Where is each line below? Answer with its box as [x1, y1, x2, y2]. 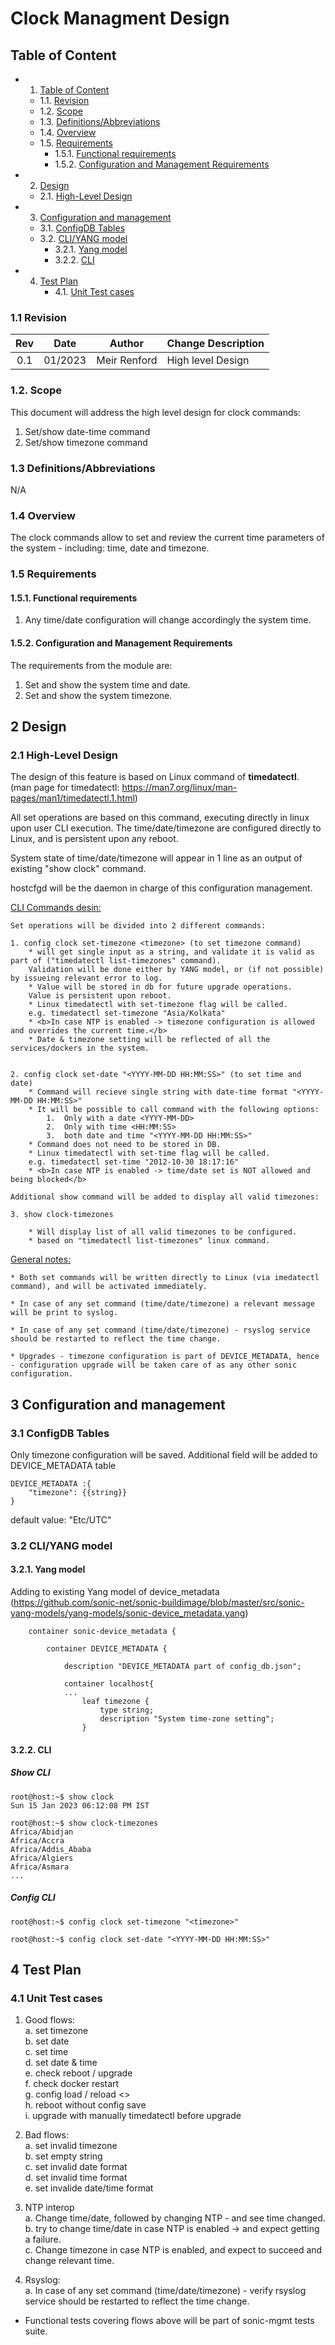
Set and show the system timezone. [24, 689, 173, 701]
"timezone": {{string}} [28, 1487, 128, 1497]
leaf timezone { [81, 1697, 150, 1707]
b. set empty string [24, 2150, 103, 2162]
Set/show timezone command [24, 436, 148, 448]
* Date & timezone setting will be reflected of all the [28, 1035, 271, 1045]
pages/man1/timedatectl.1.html [10, 792, 135, 804]
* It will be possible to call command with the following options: [28, 1105, 320, 1115]
